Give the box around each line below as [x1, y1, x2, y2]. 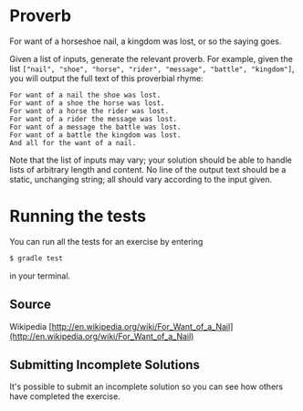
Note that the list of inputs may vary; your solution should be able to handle [9, 154, 292, 165]
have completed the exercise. [9, 391, 120, 402]
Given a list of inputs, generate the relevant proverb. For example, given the [9, 53, 294, 64]
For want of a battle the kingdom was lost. [9, 130, 182, 140]
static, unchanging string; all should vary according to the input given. [9, 174, 272, 184]
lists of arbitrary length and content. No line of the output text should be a [9, 163, 287, 174]
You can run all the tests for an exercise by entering [9, 236, 204, 247]
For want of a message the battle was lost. [9, 122, 182, 132]
